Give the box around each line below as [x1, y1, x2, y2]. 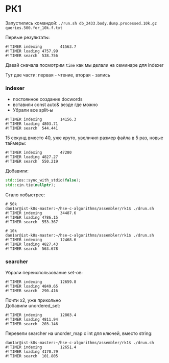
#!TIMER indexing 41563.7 [5, 44, 77, 49]
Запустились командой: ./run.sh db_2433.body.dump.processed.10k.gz [5, 20, 157, 26]
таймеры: [5, 140, 27, 146]
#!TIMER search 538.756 [5, 53, 58, 58]
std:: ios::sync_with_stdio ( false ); [5, 178, 81, 183]
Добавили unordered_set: [5, 303, 60, 309]
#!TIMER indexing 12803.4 [5, 313, 77, 318]
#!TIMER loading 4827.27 [5, 154, 58, 160]
